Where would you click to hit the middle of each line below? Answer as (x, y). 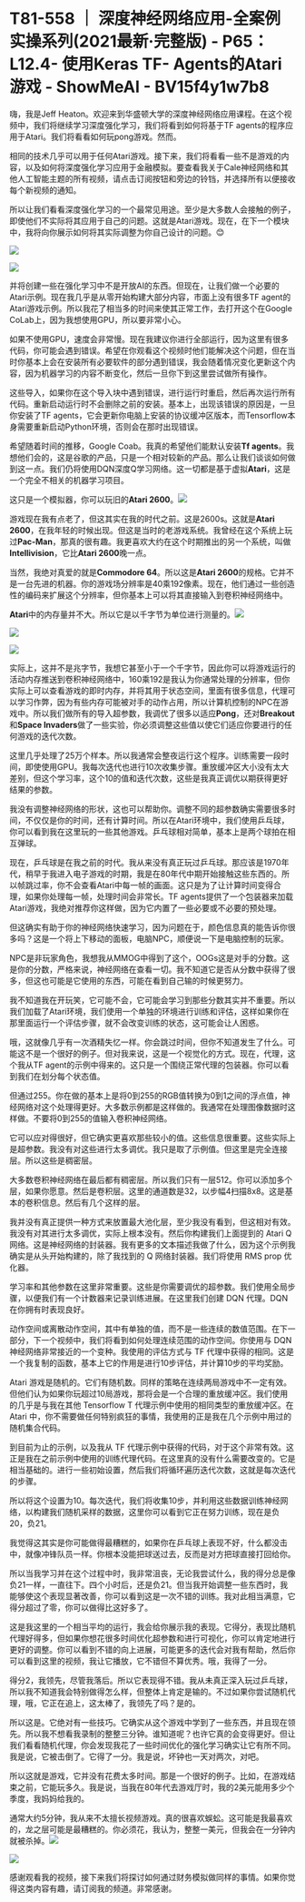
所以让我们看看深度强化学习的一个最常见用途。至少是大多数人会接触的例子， (152, 209)
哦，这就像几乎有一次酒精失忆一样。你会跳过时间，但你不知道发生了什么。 (148, 1042)
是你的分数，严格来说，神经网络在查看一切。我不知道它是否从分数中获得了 (148, 969)
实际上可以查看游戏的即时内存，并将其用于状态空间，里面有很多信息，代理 (148, 690)
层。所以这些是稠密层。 (53, 1160)
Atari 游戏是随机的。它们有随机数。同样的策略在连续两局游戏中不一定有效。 (151, 1382)
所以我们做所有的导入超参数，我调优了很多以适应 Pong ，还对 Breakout (164, 713)
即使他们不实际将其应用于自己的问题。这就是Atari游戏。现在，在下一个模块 (149, 220)
